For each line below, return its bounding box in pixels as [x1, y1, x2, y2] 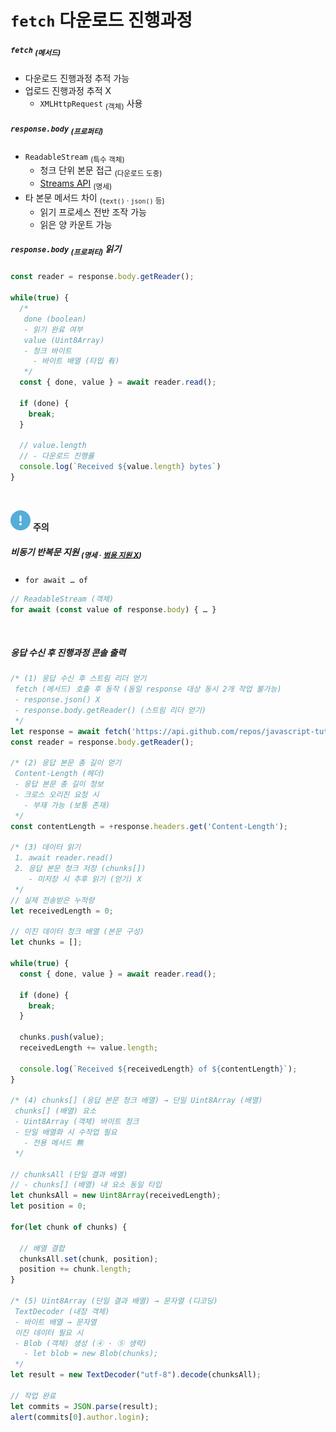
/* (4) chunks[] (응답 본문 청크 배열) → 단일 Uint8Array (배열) [10, 1096, 263, 1106]
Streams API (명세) [39, 177, 113, 191]
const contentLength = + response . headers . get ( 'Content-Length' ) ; [10, 821, 288, 831]
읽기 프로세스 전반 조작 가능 [39, 206, 147, 218]
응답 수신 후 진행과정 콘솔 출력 [10, 647, 127, 659]
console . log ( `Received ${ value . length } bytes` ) [19, 462, 222, 472]
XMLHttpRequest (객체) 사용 [39, 97, 143, 111]
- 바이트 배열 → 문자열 [14, 1317, 97, 1327]
